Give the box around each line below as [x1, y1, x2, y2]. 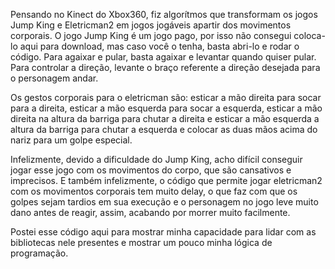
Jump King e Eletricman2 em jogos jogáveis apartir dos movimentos [10, 19, 292, 31]
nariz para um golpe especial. [10, 134, 133, 146]
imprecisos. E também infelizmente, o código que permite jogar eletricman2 [10, 175, 323, 186]
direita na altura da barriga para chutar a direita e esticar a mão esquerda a [10, 113, 320, 124]
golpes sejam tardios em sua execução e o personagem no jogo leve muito [10, 196, 319, 208]
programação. [10, 247, 69, 259]
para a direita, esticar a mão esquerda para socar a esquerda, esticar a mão [10, 102, 323, 114]
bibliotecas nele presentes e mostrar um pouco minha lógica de [10, 237, 273, 248]
